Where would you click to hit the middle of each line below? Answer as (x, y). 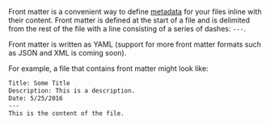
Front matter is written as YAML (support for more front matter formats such (135, 44)
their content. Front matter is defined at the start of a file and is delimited (129, 20)
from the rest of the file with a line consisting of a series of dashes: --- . (127, 29)
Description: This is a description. (72, 91)
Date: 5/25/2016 (36, 98)
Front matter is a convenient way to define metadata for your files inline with (135, 12)
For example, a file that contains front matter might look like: (108, 68)
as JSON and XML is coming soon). (67, 53)
